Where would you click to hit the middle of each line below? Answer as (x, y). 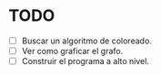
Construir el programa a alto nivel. (85, 61)
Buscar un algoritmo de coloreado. (86, 41)
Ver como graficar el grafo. (72, 51)
